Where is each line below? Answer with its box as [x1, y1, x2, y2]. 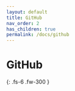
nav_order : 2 [6, 20, 40, 26]
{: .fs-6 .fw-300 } [6, 78, 50, 86]
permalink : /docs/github [6, 32, 70, 38]
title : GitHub [6, 15, 43, 21]
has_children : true [6, 26, 56, 32]
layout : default [6, 9, 48, 15]
